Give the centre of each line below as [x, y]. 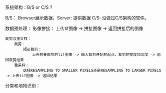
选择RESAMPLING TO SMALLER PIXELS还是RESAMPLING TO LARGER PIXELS [92, 71]
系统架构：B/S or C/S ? [29, 7]
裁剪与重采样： [18, 39]
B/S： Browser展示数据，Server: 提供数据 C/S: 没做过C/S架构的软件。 [77, 18]
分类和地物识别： [23, 86]
